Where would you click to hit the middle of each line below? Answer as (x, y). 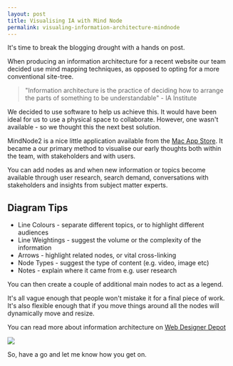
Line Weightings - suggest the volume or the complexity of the (109, 240)
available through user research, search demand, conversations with (108, 178)
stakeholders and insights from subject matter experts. (88, 185)
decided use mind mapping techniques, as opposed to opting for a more (113, 69)
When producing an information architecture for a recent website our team (117, 61)
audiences (33, 232)
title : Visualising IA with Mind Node (65, 21)
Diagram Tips (38, 208)
